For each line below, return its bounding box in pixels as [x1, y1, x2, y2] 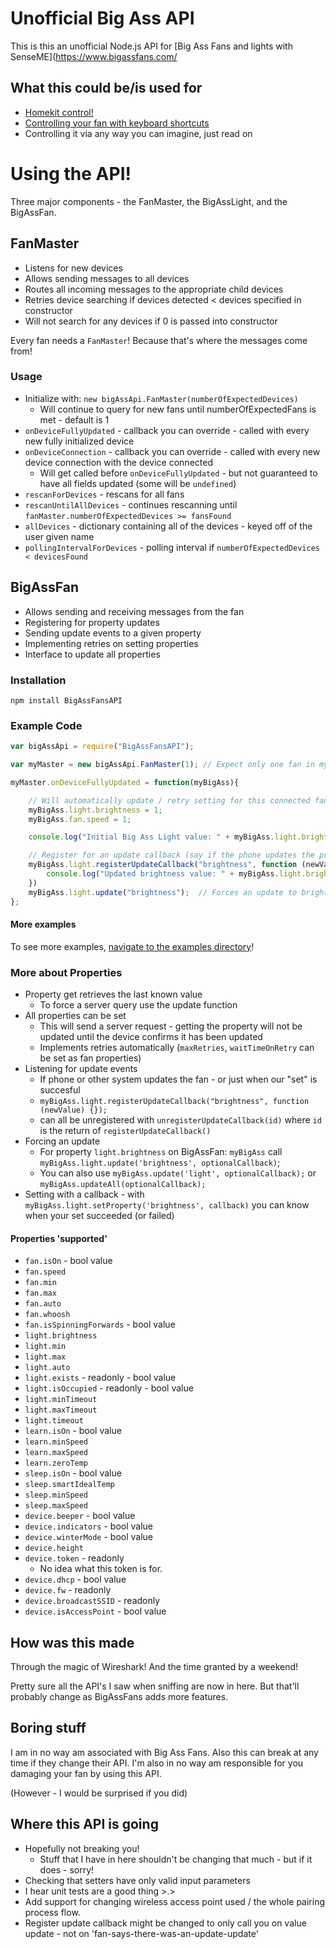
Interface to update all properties [24, 648, 161, 660]
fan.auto [24, 1299, 62, 1309]
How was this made [10, 1634, 135, 1651]
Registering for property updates [24, 616, 160, 628]
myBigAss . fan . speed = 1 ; [28, 814, 132, 824]
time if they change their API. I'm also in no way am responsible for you [10, 1757, 304, 1769]
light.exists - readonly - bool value [24, 1372, 177, 1384]
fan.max [24, 1288, 57, 1299]
